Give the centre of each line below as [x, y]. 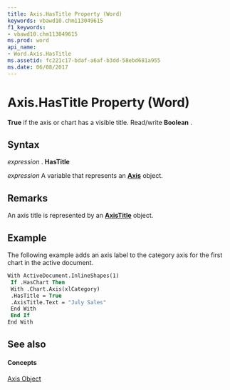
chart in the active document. [51, 262]
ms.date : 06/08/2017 [38, 67]
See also [27, 345]
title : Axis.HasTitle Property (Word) [65, 14]
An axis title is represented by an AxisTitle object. [80, 216]
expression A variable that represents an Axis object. [85, 176]
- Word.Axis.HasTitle [40, 54]
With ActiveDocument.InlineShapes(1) [63, 276]
